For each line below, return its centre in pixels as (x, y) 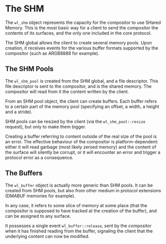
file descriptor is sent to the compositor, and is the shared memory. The (78, 86)
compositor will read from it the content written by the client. (67, 91)
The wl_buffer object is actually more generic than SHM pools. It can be (79, 185)
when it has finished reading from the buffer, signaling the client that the (79, 231)
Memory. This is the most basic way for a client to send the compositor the (82, 27)
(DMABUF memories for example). (40, 196)
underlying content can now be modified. (47, 236)
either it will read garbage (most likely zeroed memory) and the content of (81, 147)
